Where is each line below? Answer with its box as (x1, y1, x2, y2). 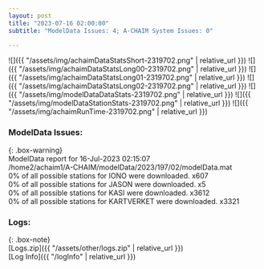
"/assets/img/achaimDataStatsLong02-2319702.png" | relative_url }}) (18, 81, 247, 91)
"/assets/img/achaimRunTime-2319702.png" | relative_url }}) (8, 107, 209, 116)
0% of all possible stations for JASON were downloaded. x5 (8, 179, 206, 189)
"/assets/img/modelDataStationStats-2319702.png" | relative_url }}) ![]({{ (8, 98, 249, 108)
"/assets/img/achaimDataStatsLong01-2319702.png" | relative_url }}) (18, 73, 246, 83)
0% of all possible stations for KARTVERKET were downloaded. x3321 (8, 196, 240, 206)
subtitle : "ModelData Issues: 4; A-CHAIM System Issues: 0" (8, 26, 214, 35)
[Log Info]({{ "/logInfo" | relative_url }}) (8, 251, 136, 261)
